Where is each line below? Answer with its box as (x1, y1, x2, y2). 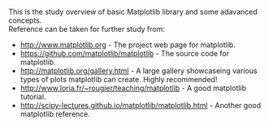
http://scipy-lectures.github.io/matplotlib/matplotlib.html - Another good (20, 101, 262, 110)
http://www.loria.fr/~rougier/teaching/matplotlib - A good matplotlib (20, 83, 246, 93)
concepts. (8, 15, 42, 25)
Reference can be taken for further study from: (8, 24, 165, 33)
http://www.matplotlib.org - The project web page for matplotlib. (20, 40, 236, 50)
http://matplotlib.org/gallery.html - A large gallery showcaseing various (20, 66, 258, 76)
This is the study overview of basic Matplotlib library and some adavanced (8, 7, 258, 16)
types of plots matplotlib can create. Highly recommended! (20, 75, 218, 84)
